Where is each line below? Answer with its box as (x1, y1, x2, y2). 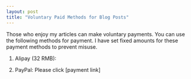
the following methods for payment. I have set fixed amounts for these (6, 37, 179, 44)
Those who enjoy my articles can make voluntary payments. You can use (6, 30, 186, 37)
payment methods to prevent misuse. (6, 43, 98, 50)
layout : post (6, 8, 39, 15)
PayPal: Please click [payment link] (14, 66, 101, 73)
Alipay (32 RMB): (14, 55, 57, 62)
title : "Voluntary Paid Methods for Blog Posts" (6, 14, 129, 20)
